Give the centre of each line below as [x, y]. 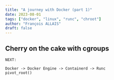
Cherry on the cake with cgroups [57, 48]
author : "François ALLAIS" [33, 24]
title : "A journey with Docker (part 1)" [49, 10]
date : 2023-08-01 [23, 14]
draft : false [19, 28]
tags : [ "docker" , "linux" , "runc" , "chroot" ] [53, 19]
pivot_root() [19, 73]
